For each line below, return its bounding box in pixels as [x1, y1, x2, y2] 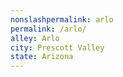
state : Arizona [10, 52, 74, 62]
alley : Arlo [10, 33, 60, 43]
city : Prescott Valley [10, 42, 105, 53]
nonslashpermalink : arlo [10, 14, 114, 25]
